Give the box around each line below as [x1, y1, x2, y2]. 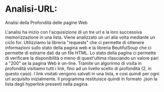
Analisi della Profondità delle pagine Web [5, 20, 88, 25]
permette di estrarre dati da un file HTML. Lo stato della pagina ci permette [5, 50, 156, 56]
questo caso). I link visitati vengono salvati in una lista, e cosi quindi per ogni [5, 70, 160, 76]
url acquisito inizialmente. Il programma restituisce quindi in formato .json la [5, 76, 158, 82]
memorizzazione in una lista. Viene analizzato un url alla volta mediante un [5, 34, 155, 40]
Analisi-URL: [5, 3, 58, 15]
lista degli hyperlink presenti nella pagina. [5, 81, 89, 87]
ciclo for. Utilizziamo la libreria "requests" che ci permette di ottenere [5, 39, 144, 45]
